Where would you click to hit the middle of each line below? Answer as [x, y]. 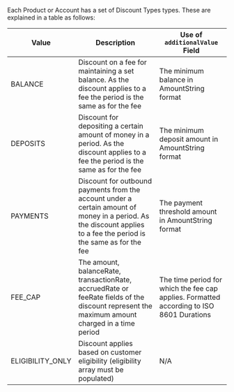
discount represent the [116, 306]
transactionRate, [105, 280]
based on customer [110, 352]
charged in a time [107, 323]
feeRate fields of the [111, 297]
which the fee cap [188, 288]
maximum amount [108, 315]
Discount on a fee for [113, 62]
